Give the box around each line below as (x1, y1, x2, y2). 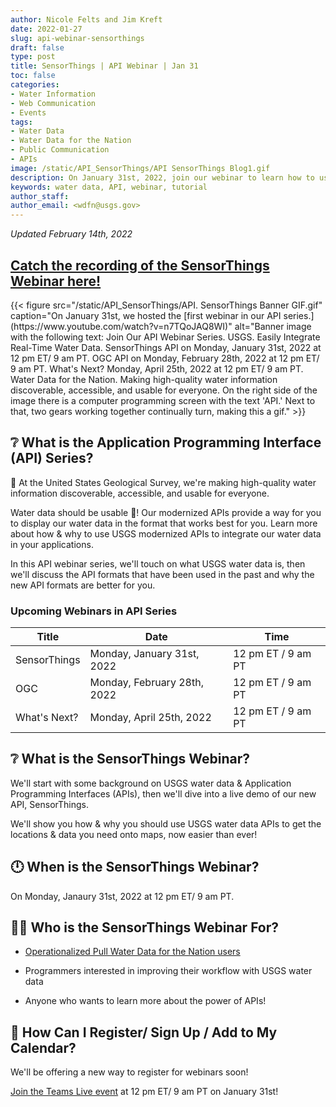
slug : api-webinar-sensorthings (10, 33, 145, 43)
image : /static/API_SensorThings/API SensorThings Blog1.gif (10, 163, 271, 173)
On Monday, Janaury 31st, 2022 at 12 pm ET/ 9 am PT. (10, 890, 235, 902)
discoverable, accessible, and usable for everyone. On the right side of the (10, 384, 318, 396)
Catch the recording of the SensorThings (10, 257, 270, 274)
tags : (10, 117, 33, 127)
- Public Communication (10, 145, 110, 155)
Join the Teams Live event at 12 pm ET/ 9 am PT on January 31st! (10, 1086, 279, 1098)
